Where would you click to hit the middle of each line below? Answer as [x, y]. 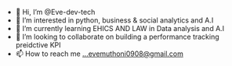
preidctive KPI [38, 45]
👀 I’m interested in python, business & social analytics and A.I [114, 20]
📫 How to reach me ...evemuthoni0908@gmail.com [100, 54]
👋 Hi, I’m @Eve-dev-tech [55, 12]
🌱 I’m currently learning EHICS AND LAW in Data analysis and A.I [120, 28]
